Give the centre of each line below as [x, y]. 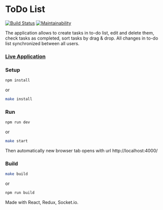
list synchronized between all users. [42, 43]
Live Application [26, 56]
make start [17, 141]
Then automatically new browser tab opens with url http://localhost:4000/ [81, 150]
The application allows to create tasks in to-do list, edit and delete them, [80, 33]
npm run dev [18, 122]
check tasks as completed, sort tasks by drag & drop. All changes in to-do [82, 38]
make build [17, 174]
